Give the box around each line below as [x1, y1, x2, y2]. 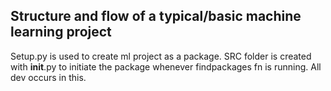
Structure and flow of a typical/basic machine [10, 8, 302, 25]
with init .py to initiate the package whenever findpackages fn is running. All [10, 60, 322, 73]
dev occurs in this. [10, 71, 87, 83]
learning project [10, 24, 112, 41]
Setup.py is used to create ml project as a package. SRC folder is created [10, 50, 312, 62]
